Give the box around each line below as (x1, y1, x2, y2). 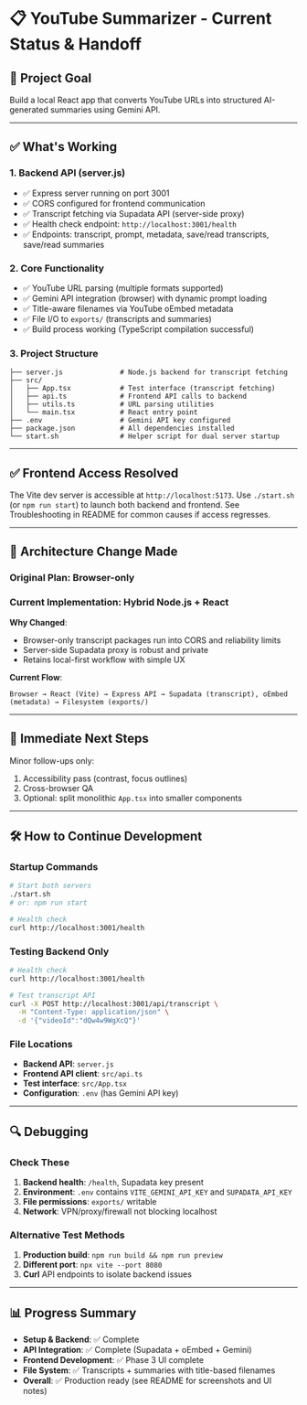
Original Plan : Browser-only (9, 572, 135, 585)
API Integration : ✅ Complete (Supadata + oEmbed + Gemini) (22, 1345, 253, 1356)
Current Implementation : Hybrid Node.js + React (9, 596, 229, 609)
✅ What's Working (9, 139, 117, 155)
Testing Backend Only (9, 945, 110, 958)
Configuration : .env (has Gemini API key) (22, 1088, 179, 1099)
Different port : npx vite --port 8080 (22, 1260, 163, 1271)
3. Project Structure (9, 347, 99, 359)
